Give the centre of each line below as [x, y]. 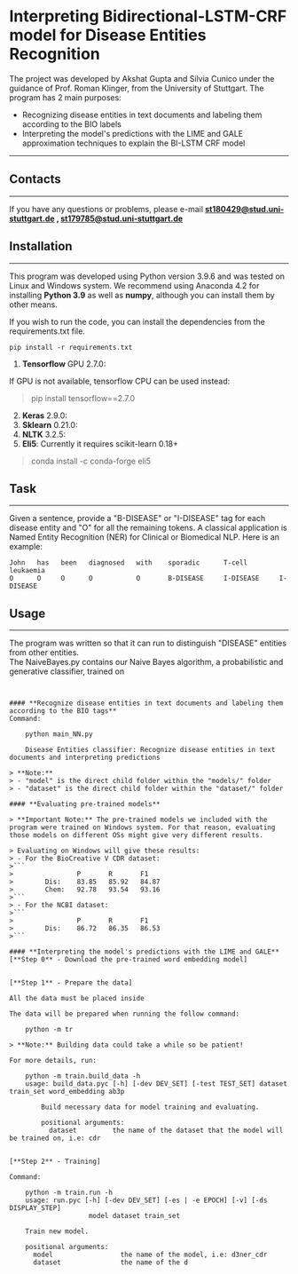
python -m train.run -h [69, 1193]
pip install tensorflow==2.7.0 [83, 398]
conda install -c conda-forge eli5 [91, 461]
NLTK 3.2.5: [44, 434]
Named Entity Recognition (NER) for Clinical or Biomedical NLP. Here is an [145, 537]
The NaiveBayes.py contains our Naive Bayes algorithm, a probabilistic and [146, 662]
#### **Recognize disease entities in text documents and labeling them [146, 703]
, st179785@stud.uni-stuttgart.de [120, 218]
